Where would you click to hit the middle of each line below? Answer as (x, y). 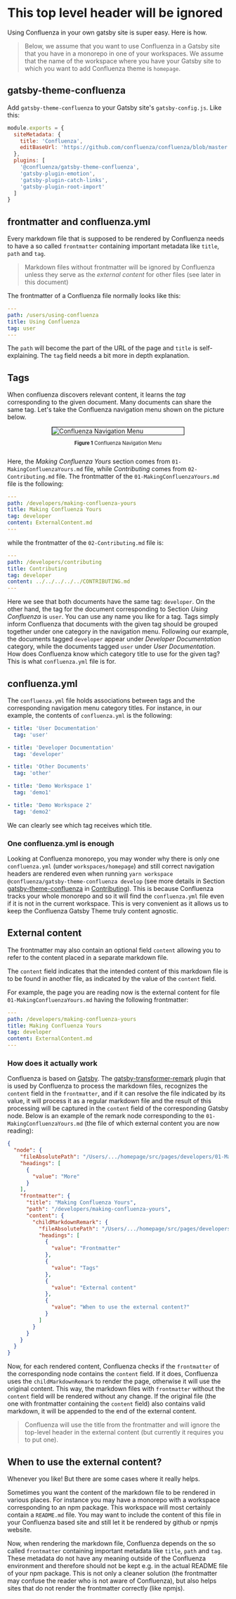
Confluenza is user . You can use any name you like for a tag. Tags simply (113, 617)
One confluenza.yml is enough (61, 843)
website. (20, 1530)
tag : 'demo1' (33, 792)
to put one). (41, 1440)
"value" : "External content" (94, 1287)
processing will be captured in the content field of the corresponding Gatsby (118, 1108)
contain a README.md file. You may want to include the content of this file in (114, 1515)
